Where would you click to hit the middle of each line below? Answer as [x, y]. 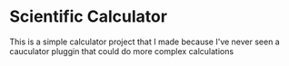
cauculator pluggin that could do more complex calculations [122, 51]
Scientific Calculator [89, 17]
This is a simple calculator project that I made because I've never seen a [144, 42]
